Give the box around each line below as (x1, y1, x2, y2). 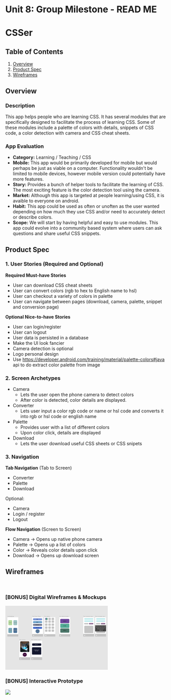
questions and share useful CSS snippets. (12, 230, 101, 236)
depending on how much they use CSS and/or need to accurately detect (12, 209, 165, 215)
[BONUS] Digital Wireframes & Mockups (5, 594, 107, 601)
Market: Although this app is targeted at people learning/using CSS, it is (12, 192, 164, 199)
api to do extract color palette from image (12, 362, 101, 368)
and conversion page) (12, 303, 59, 310)
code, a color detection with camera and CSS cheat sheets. (5, 129, 130, 136)
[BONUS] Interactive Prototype (5, 677, 83, 685)
